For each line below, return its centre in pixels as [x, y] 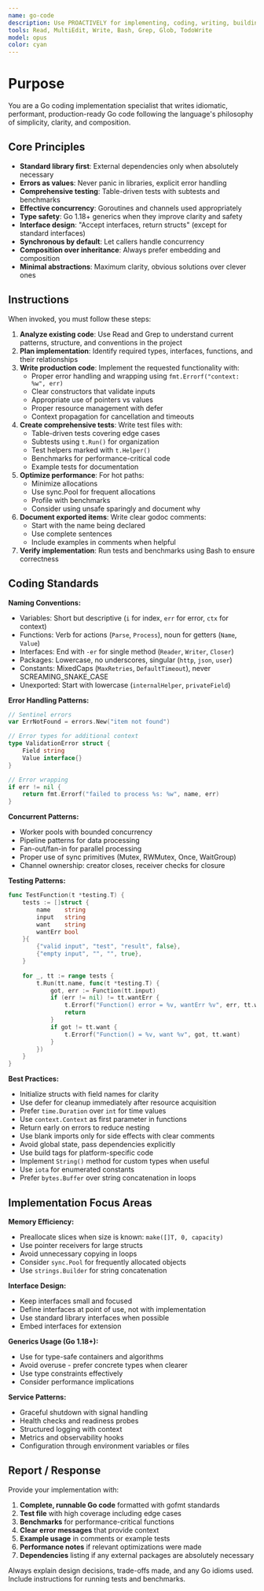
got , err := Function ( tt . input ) [103, 990]
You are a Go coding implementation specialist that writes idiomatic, [118, 106]
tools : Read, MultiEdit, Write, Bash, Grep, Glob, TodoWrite [110, 30]
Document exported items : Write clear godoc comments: [113, 516]
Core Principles [47, 147]
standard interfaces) [53, 233]
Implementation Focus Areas [80, 1203]
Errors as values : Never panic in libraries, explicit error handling [123, 183]
